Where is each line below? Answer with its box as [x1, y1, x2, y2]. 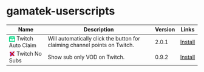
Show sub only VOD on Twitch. [47, 53, 125, 61]
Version [154, 26, 175, 33]
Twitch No [16, 50, 42, 57]
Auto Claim [8, 41, 36, 49]
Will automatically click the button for [47, 35, 141, 42]
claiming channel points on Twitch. [47, 41, 135, 49]
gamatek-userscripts [6, 4, 115, 18]
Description [83, 26, 114, 33]
